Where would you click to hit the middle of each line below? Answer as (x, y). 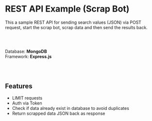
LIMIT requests (27, 98)
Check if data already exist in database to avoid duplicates (71, 108)
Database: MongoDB (26, 51)
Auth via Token (27, 103)
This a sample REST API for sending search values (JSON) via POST (73, 22)
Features (19, 86)
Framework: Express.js (28, 56)
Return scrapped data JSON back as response (59, 113)
